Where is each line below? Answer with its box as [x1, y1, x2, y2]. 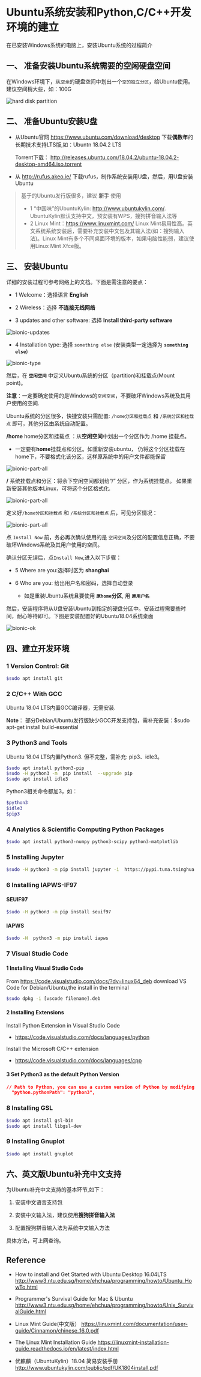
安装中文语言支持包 [14, 1199, 63, 1206]
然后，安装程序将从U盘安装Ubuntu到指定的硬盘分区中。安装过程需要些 [6, 605, 181, 613]
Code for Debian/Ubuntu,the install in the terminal [6, 984, 129, 991]
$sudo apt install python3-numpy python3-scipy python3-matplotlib [6, 839, 179, 845]
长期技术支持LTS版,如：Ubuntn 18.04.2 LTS [14, 141, 122, 148]
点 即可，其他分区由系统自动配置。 [6, 420, 91, 427]
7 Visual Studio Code [6, 949, 68, 958]
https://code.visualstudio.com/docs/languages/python [14, 1034, 150, 1041]
